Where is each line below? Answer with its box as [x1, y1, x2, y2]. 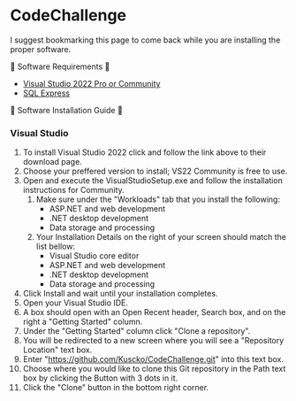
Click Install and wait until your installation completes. [22, 289, 218, 299]
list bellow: [35, 241, 76, 252]
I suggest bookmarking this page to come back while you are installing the [10, 35, 281, 45]
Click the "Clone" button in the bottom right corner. [22, 382, 209, 393]
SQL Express [22, 88, 70, 98]
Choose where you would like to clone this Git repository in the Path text [22, 364, 286, 374]
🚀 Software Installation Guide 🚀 [10, 104, 123, 115]
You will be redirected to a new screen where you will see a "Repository [22, 335, 285, 346]
